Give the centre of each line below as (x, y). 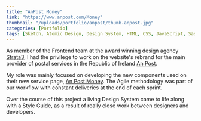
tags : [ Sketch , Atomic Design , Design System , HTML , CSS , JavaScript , (96, 34)
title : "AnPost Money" (34, 12)
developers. (21, 112)
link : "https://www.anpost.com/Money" (54, 17)
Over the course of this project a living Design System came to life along (95, 100)
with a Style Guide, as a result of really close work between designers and (98, 106)
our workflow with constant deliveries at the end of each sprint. (84, 88)
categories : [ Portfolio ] (37, 28)
